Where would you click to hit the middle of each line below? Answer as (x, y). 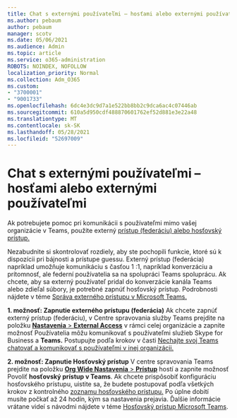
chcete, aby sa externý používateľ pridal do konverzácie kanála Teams (110, 282)
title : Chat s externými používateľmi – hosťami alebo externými (105, 14)
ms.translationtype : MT (42, 119)
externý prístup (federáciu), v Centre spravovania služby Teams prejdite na (116, 318)
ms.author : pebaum (34, 20)
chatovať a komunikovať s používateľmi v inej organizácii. (91, 348)
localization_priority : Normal (53, 73)
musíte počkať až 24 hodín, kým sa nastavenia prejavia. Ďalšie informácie (114, 399)
